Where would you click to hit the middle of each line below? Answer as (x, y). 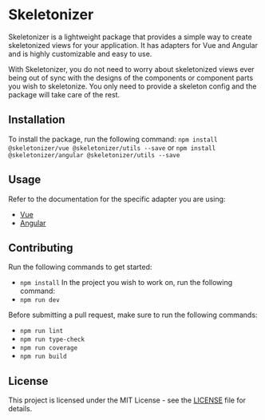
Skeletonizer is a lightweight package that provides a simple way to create (131, 37)
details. (20, 409)
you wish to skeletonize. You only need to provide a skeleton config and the (132, 86)
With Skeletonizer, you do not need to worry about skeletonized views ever (131, 69)
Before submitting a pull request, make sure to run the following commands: (133, 315)
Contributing (41, 248)
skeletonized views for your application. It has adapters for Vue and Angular (133, 45)
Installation (37, 120)
